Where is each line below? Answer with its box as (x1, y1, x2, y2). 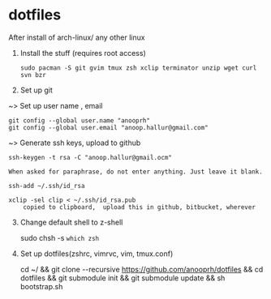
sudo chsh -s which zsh (19, 233, 100, 242)
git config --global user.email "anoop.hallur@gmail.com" (8, 123, 209, 131)
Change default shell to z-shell (19, 217, 123, 227)
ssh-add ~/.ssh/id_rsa (8, 182, 85, 190)
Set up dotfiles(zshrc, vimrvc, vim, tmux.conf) (19, 249, 174, 258)
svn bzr (19, 70, 46, 79)
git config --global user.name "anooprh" (8, 116, 151, 125)
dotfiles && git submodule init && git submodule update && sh (19, 273, 226, 283)
